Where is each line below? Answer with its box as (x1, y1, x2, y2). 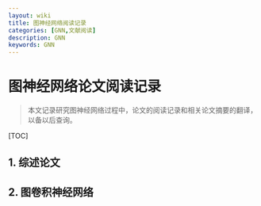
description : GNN (8, 33, 66, 42)
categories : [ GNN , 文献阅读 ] (8, 26, 97, 34)
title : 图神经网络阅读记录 (8, 19, 87, 27)
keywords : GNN (8, 41, 56, 49)
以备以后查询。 (27, 116, 77, 125)
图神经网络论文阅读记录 (8, 78, 162, 96)
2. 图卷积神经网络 (8, 185, 94, 199)
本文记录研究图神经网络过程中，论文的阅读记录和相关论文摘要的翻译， (27, 105, 258, 115)
